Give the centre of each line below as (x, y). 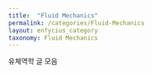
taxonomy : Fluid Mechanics (53, 38)
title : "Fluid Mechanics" (53, 15)
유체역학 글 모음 (33, 61)
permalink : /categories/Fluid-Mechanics (77, 23)
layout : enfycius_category (53, 30)
